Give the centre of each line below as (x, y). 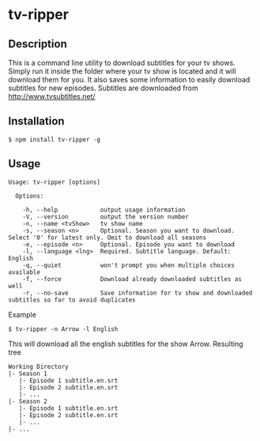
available (24, 272)
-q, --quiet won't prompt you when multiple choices (129, 265)
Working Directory (38, 367)
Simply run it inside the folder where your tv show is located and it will (122, 71)
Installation (36, 122)
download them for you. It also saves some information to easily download (129, 80)
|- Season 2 (28, 401)
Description (38, 44)
